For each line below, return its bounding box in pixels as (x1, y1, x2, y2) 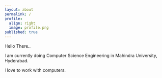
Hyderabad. (4, 58, 29, 63)
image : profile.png (9, 25, 49, 30)
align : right (9, 20, 36, 26)
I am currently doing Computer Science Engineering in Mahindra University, (4, 53, 158, 58)
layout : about (4, 7, 34, 12)
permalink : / (4, 12, 31, 17)
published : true (4, 30, 38, 35)
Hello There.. (4, 43, 31, 49)
